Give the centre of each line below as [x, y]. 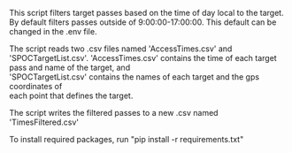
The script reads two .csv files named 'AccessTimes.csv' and [121, 49]
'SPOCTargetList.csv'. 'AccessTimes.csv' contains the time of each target [143, 58]
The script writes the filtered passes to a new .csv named [114, 113]
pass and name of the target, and [70, 67]
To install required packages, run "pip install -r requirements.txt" [127, 139]
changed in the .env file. [53, 31]
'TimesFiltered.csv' [44, 122]
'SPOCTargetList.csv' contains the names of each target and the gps [134, 77]
